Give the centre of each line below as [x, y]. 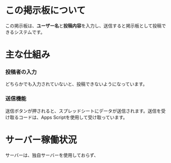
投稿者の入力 [21, 72]
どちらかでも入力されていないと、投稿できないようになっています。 [76, 84]
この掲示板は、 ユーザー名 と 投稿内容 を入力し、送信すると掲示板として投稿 [83, 26]
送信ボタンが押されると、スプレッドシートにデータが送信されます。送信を [83, 111]
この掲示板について [45, 11]
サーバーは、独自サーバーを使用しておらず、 [52, 155]
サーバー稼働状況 [41, 140]
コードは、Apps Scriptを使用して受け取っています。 [73, 117]
